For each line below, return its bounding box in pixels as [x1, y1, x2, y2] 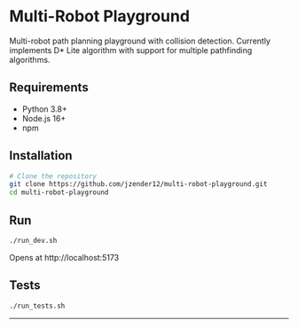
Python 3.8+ [21, 104, 68, 114]
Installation [9, 148, 73, 163]
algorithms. [9, 54, 51, 65]
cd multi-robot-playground [9, 188, 109, 197]
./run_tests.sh [9, 301, 66, 310]
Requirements [9, 80, 89, 95]
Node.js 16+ [21, 113, 67, 123]
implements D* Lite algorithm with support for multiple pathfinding [9, 44, 253, 55]
